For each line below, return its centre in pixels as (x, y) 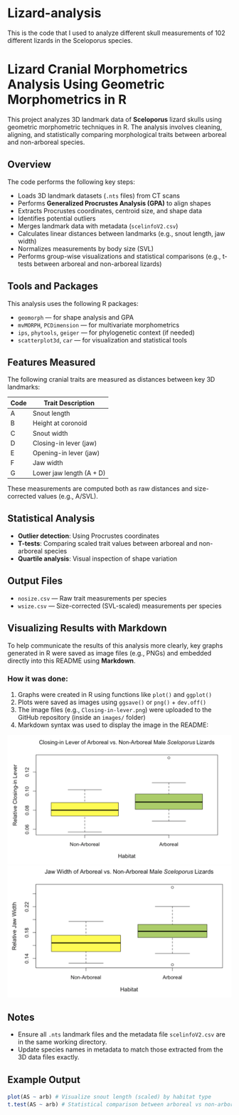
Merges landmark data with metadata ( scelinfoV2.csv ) (98, 225)
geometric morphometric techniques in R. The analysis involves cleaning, (115, 127)
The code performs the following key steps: (71, 182)
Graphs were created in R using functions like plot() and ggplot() (115, 694)
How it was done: (38, 679)
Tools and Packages (53, 286)
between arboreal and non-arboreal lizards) (98, 264)
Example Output (44, 1080)
